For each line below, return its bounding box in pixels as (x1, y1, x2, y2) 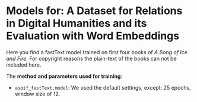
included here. (6, 61, 42, 68)
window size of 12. (14, 90, 61, 97)
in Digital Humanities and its (6, 17, 147, 30)
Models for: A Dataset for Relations (6, 4, 183, 18)
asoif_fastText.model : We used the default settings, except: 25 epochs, (14, 84, 191, 91)
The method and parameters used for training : (6, 73, 123, 80)
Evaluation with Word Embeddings (6, 29, 180, 42)
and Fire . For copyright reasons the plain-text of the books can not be (6, 55, 177, 62)
